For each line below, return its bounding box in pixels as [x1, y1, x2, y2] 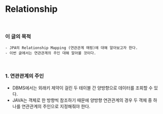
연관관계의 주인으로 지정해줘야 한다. [21, 103, 90, 109]
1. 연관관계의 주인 [5, 73, 44, 79]
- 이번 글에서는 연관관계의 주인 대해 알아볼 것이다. [5, 51, 96, 56]
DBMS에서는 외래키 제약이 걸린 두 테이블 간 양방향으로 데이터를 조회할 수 [12, 85, 153, 91]
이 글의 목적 [5, 33, 31, 40]
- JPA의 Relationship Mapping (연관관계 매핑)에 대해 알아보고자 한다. [5, 45, 138, 50]
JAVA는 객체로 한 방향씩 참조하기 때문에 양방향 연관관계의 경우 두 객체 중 [12, 97, 152, 103]
